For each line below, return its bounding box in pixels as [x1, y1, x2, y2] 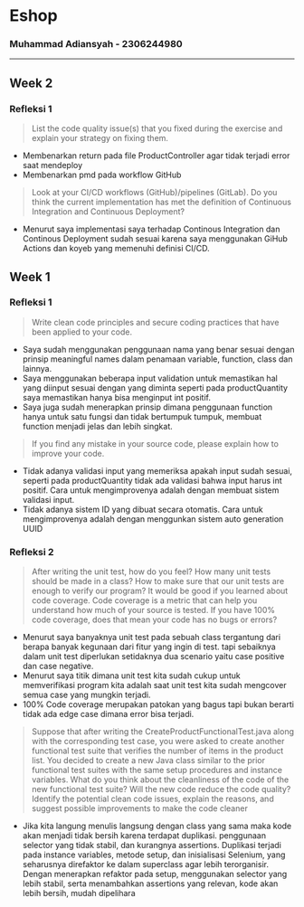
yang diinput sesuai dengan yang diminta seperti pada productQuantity [22, 382, 288, 393]
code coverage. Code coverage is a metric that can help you [31, 595, 258, 606]
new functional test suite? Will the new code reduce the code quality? [31, 784, 291, 795]
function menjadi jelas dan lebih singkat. [22, 420, 174, 431]
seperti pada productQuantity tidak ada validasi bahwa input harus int [22, 475, 282, 486]
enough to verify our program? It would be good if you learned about [31, 585, 289, 597]
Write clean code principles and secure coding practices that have [31, 317, 280, 327]
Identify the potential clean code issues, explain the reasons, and [31, 793, 274, 805]
